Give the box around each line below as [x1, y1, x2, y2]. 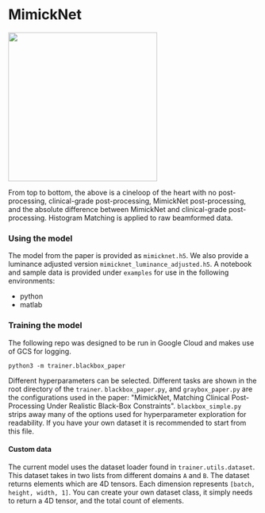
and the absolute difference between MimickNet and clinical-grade [8, 204, 228, 214]
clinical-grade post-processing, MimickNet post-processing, [48, 196, 247, 206]
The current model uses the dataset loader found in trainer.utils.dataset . [8, 462, 255, 472]
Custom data [8, 445, 52, 454]
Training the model [8, 320, 83, 331]
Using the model [8, 233, 73, 244]
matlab [19, 300, 43, 310]
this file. [8, 426, 34, 436]
